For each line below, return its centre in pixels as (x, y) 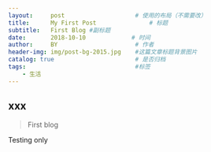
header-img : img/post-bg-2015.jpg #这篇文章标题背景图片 (103, 52)
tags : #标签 (80, 67)
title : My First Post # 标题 (88, 23)
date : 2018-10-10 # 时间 (80, 37)
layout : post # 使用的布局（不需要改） (107, 15)
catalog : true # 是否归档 (87, 60)
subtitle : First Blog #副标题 (59, 30)
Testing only (28, 140)
